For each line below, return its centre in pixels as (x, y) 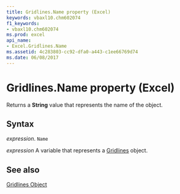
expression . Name (27, 139)
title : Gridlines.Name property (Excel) (59, 12)
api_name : (19, 40)
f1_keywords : (23, 23)
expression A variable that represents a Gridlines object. (77, 151)
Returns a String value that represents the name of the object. (85, 105)
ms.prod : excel (26, 35)
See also (23, 170)
